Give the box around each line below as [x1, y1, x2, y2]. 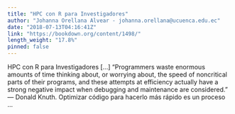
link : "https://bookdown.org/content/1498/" [7, 30, 141, 38]
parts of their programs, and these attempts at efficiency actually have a [7, 78, 219, 86]
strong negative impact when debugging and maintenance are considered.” [7, 86, 229, 93]
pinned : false [7, 43, 50, 50]
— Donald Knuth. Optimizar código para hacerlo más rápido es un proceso [7, 93, 226, 101]
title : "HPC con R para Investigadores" [7, 10, 129, 18]
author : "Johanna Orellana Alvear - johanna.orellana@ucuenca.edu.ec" [7, 17, 221, 24]
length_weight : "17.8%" [7, 37, 78, 44]
